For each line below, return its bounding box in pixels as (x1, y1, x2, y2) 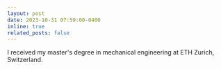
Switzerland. (7, 56, 43, 64)
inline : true (7, 23, 45, 30)
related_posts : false (7, 29, 70, 37)
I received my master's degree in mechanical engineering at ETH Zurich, (7, 48, 215, 57)
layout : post (7, 10, 45, 17)
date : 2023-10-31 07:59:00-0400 (7, 17, 101, 23)
